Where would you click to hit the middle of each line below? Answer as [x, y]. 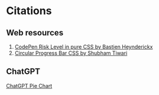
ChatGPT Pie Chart [29, 86]
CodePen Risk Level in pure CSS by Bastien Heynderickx [84, 47]
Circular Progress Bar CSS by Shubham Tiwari [71, 53]
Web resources [35, 33]
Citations [29, 11]
